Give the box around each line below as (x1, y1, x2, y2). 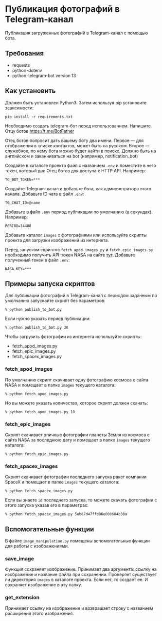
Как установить (5, 87, 56, 95)
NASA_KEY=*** (5, 266, 32, 271)
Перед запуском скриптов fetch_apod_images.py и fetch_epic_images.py (5, 246, 153, 252)
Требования (5, 49, 44, 58)
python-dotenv (12, 67, 42, 73)
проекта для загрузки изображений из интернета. (5, 237, 109, 243)
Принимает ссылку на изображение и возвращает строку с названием (5, 605, 153, 611)
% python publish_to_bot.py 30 (5, 325, 69, 330)
